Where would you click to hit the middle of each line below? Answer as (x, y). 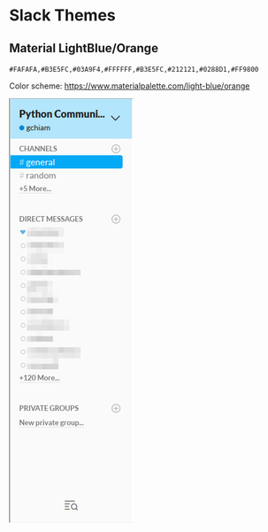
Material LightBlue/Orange (84, 48)
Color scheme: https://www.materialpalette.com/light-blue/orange (130, 86)
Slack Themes (63, 15)
